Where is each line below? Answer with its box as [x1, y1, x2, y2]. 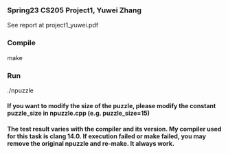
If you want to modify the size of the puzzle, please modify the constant [7, 102, 216, 110]
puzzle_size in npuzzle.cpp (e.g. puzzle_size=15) [7, 109, 150, 118]
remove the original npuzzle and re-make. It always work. [7, 140, 175, 148]
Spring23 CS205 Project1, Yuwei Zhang [7, 5, 142, 15]
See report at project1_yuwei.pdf [7, 21, 99, 29]
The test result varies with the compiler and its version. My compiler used [7, 125, 222, 133]
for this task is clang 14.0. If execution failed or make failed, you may [7, 132, 206, 140]
